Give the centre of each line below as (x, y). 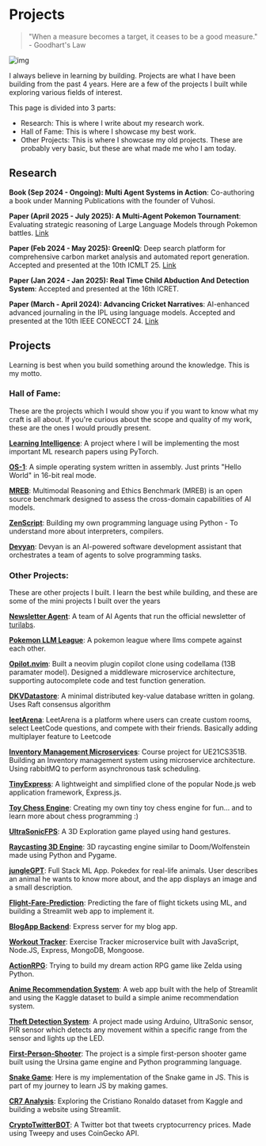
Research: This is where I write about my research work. (112, 123)
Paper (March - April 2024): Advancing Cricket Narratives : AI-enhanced (129, 304)
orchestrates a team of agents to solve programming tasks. (105, 555)
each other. (28, 649)
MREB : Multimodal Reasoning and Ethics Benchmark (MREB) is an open (126, 490)
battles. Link (29, 233)
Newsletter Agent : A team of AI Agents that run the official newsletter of (127, 617)
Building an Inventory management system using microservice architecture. (132, 761)
